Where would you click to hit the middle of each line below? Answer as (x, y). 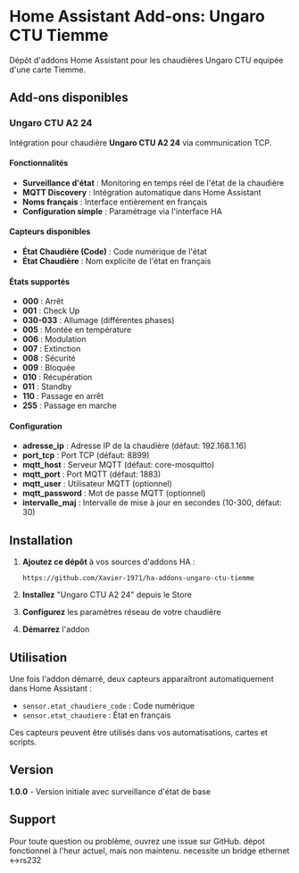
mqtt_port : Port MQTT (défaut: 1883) (91, 474)
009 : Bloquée (49, 368)
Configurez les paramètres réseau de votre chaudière (121, 612)
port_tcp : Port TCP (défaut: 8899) (86, 455)
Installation (41, 540)
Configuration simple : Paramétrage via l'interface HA (122, 211)
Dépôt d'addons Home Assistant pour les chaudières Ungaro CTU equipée (146, 60)
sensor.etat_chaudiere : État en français (96, 715)
